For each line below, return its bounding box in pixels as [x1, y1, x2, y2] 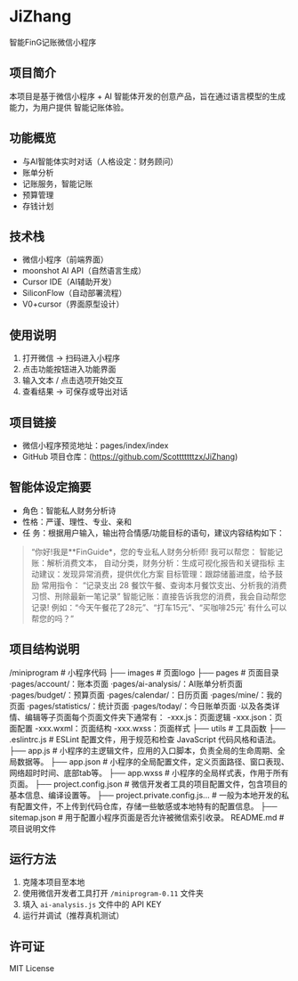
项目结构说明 [9, 642, 80, 657]
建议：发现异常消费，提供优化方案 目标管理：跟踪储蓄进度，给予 [38, 568, 276, 579]
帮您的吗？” [30, 613, 74, 624]
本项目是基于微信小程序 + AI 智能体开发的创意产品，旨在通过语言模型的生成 [9, 91, 286, 102]
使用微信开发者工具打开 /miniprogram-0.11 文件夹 [21, 888, 205, 899]
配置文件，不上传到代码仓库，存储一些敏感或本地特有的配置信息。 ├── [16, 800, 278, 812]
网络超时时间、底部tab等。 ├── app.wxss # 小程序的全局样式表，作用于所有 [9, 767, 289, 778]
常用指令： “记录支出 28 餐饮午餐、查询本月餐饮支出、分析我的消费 [41, 579, 287, 590]
